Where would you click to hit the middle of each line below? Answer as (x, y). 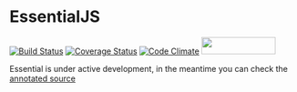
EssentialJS (55, 17)
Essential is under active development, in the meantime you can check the (149, 68)
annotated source (42, 78)
